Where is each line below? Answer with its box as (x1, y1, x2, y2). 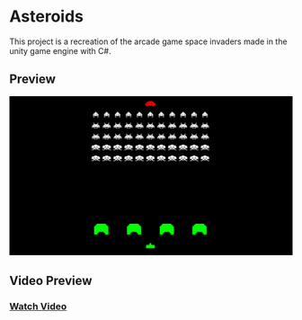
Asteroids (9, 6, 84, 27)
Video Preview (9, 272, 93, 289)
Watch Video (9, 299, 67, 312)
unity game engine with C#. (9, 45, 111, 56)
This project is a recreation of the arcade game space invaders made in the (9, 36, 288, 47)
